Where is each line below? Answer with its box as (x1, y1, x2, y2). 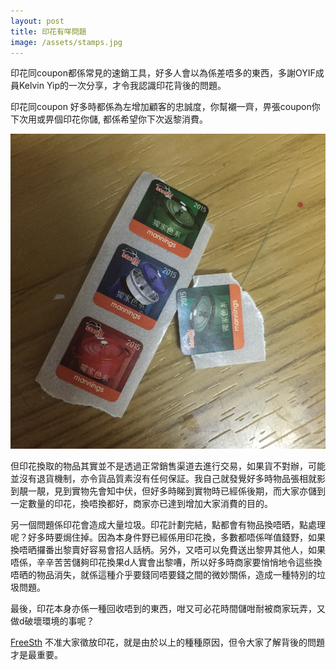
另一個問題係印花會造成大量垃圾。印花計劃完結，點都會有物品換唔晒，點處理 (10, 519, 326, 531)
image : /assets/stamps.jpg (10, 37, 123, 47)
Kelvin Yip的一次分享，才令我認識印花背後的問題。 (18, 80, 227, 92)
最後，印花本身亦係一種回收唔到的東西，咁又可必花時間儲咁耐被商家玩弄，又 (10, 603, 326, 615)
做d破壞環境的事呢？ (10, 615, 95, 627)
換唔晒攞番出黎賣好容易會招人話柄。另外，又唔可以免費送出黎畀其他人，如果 (10, 544, 326, 556)
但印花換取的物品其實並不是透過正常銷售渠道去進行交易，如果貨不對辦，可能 (10, 460, 326, 472)
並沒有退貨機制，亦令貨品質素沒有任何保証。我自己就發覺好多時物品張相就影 (10, 473, 326, 485)
